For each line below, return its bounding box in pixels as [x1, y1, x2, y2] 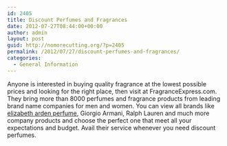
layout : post [7, 36, 45, 42]
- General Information [13, 61, 78, 68]
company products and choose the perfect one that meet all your [7, 116, 192, 124]
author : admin [7, 29, 48, 36]
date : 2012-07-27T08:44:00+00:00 [7, 23, 103, 29]
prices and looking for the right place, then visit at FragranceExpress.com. [7, 87, 217, 95]
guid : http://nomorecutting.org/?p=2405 [7, 42, 125, 49]
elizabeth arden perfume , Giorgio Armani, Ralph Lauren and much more [7, 109, 210, 117]
